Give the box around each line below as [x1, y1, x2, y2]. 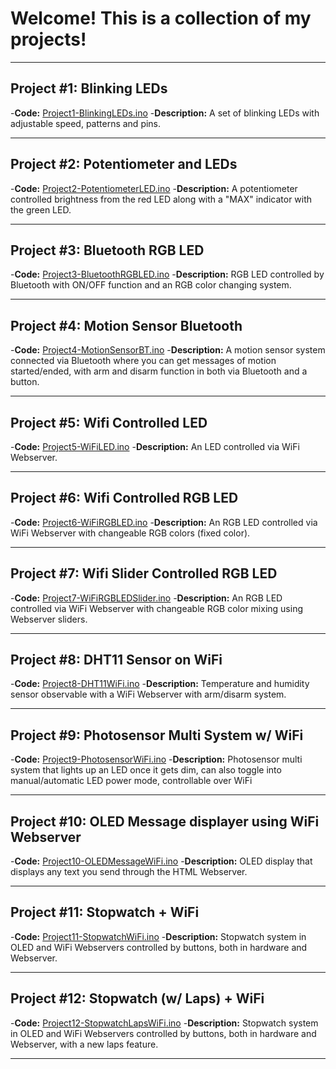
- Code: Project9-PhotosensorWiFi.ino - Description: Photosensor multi [10, 753, 303, 766]
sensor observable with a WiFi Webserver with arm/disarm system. [10, 688, 287, 701]
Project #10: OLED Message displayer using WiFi [10, 813, 320, 830]
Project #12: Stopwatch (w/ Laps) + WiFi [10, 990, 265, 1007]
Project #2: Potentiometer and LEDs [10, 156, 238, 173]
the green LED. [10, 203, 72, 216]
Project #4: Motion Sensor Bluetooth [10, 317, 243, 334]
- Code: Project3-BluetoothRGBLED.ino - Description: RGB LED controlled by [10, 268, 325, 281]
